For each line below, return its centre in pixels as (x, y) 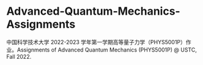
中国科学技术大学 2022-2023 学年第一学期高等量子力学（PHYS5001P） (96, 42)
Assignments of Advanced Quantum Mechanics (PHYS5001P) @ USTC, (107, 50)
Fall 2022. (19, 56)
